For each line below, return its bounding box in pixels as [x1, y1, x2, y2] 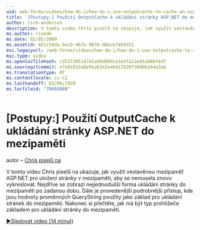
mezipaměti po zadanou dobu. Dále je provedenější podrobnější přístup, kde [6, 187, 193, 194]
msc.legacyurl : [6, 48, 44, 53]
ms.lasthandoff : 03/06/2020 [6, 81, 76, 87]
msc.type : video [6, 53, 46, 59]
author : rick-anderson [6, 20, 62, 26]
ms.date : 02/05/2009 [6, 36, 58, 42]
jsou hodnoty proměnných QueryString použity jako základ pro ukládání [6, 193, 183, 200]
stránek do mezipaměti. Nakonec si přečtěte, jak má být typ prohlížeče [6, 200, 180, 207]
